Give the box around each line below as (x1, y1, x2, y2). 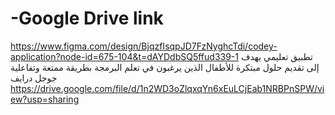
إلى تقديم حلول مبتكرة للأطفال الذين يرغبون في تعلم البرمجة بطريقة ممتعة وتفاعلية (10, 61, 320, 73)
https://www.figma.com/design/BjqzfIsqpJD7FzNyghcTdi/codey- (10, 40, 278, 52)
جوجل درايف (10, 72, 58, 84)
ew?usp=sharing (10, 93, 80, 105)
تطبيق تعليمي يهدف (240, 50, 313, 62)
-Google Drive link (10, 7, 164, 30)
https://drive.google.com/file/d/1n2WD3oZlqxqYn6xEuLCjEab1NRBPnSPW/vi (10, 82, 325, 94)
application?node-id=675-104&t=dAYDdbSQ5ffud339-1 (10, 50, 240, 62)
